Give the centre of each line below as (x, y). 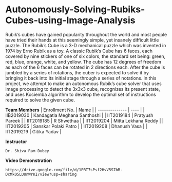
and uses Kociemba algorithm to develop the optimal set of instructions (81, 94)
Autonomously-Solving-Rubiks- (75, 9)
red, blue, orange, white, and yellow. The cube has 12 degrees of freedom (83, 62)
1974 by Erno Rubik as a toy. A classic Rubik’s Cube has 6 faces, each (79, 51)
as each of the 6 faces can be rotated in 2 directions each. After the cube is (85, 67)
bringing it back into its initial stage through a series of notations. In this (81, 78)
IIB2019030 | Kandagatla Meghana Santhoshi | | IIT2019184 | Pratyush (79, 115)
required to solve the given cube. (40, 100)
